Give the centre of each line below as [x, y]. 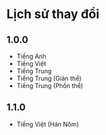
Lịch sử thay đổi [53, 14]
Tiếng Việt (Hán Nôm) [47, 124]
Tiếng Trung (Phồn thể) [50, 85]
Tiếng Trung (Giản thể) [49, 78]
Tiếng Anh [31, 56]
